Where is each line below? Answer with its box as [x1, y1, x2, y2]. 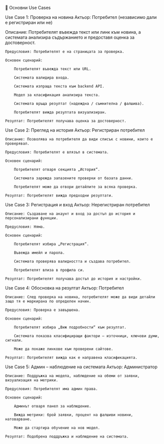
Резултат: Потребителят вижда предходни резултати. [5, 193, 113, 198]
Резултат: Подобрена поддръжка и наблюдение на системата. [5, 434, 129, 439]
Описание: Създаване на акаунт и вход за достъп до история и [5, 211, 135, 216]
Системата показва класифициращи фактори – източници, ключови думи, [14, 334, 160, 339]
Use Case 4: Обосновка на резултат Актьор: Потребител [5, 285, 124, 291]
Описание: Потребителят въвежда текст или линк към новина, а [5, 29, 141, 35]
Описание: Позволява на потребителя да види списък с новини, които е [5, 137, 153, 142]
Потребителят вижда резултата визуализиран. [14, 110, 107, 115]
